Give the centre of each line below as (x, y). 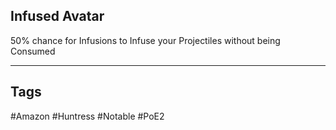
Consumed (33, 51)
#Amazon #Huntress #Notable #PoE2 (87, 116)
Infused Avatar (57, 16)
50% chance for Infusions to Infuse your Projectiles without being (145, 40)
